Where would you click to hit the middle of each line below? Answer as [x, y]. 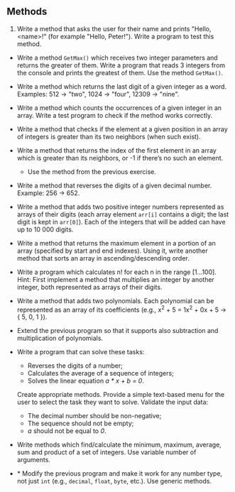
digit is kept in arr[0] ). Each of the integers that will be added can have [121, 222]
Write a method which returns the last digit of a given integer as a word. [122, 86]
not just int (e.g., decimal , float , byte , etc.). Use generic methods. [114, 481]
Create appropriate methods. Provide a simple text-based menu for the [121, 395]
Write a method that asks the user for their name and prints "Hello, [114, 28]
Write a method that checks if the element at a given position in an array [122, 129]
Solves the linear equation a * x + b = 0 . [86, 381]
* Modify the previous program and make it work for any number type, [120, 474]
